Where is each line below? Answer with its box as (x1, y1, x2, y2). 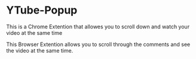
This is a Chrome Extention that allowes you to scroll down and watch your (6, 23, 190, 30)
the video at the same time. (6, 47, 73, 54)
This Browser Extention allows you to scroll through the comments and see (6, 41, 191, 48)
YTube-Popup (6, 4, 78, 17)
